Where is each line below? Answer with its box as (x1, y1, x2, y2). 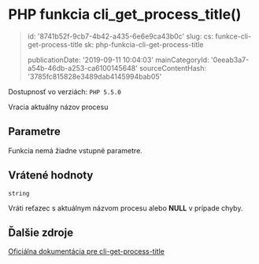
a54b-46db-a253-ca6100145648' (27, 63, 138, 72)
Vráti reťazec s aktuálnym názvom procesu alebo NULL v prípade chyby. (8, 203, 243, 213)
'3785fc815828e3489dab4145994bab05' (27, 71, 162, 81)
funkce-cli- (215, 31, 252, 41)
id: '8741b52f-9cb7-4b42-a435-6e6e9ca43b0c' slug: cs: (27, 31, 214, 41)
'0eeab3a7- (211, 55, 250, 64)
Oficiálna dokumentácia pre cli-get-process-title (8, 247, 165, 256)
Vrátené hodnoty (8, 169, 94, 182)
